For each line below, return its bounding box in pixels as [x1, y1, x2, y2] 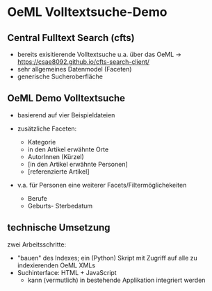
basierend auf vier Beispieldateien [17, 110, 115, 119]
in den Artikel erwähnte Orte [27, 145, 109, 153]
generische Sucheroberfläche [17, 72, 103, 81]
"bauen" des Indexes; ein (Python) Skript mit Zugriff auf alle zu [17, 253, 198, 262]
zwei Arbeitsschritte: [7, 240, 67, 249]
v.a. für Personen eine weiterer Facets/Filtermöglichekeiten [17, 181, 187, 189]
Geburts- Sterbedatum [27, 201, 93, 210]
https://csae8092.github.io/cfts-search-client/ [17, 58, 150, 66]
